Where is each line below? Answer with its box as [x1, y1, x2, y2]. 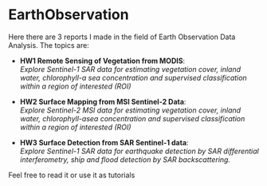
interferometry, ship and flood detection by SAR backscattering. [19, 154, 231, 164]
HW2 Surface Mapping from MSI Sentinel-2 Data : [19, 97, 187, 106]
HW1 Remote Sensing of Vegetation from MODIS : [19, 56, 186, 65]
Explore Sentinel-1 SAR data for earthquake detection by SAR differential [19, 146, 259, 156]
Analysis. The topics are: [8, 40, 89, 49]
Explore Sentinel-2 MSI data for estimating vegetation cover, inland [19, 105, 241, 115]
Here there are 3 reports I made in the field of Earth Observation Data [8, 32, 236, 42]
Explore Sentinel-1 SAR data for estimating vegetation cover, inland [19, 64, 241, 73]
